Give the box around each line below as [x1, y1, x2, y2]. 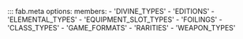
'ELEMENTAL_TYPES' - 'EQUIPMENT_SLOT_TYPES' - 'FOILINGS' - [7, 15, 222, 24]
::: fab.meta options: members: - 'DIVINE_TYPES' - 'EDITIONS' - [7, 7, 215, 16]
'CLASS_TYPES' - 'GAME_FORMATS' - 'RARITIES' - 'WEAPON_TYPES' [7, 23, 236, 32]
